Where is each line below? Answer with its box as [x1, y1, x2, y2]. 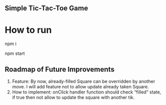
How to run [5, 24, 52, 36]
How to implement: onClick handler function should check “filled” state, [12, 89, 161, 95]
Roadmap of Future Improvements [5, 65, 115, 73]
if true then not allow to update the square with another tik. [12, 94, 135, 100]
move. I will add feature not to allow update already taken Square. [12, 84, 149, 90]
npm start [5, 50, 25, 57]
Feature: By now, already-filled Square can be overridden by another [12, 78, 155, 84]
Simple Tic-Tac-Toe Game [5, 4, 88, 13]
